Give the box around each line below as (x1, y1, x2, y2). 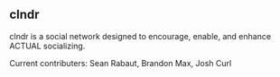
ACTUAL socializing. (9, 40, 86, 51)
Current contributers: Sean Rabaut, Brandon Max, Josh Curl (9, 57, 232, 68)
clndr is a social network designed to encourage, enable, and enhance (9, 30, 272, 41)
